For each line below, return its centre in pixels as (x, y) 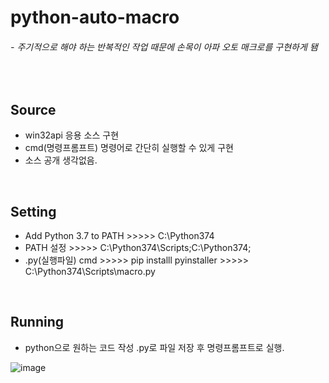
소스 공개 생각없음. (61, 160)
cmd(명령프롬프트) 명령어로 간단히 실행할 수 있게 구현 (129, 148)
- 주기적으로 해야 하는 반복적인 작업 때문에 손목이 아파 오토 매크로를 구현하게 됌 (164, 47)
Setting (33, 211)
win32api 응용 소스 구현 (72, 135)
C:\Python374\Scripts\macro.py (90, 272)
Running (37, 322)
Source (33, 109)
